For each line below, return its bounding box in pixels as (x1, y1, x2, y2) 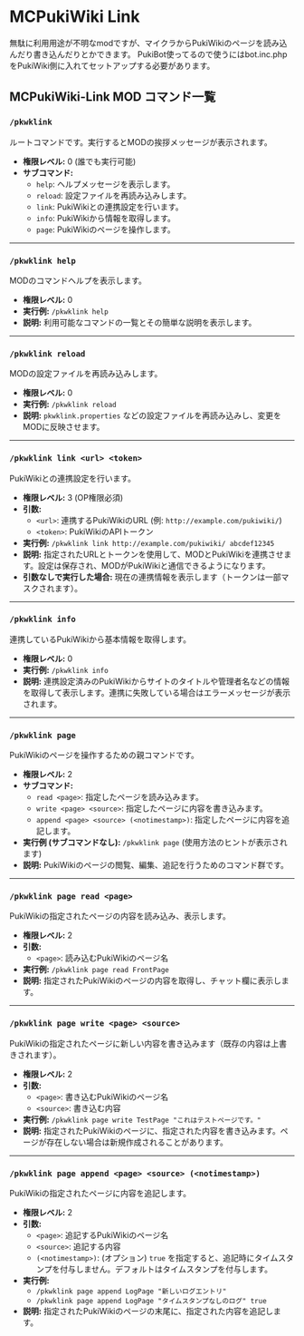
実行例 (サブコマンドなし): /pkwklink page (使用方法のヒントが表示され (22, 837, 288, 848)
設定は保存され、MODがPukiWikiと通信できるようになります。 (37, 560, 271, 570)
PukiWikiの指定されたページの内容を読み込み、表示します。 (9, 911, 231, 922)
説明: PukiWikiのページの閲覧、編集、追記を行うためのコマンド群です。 (22, 860, 290, 871)
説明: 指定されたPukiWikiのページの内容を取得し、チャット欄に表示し (22, 975, 282, 986)
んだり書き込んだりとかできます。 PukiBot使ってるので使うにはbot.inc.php (9, 48, 288, 60)
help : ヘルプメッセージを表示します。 (35, 179, 176, 190)
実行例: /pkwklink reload (22, 399, 117, 410)
